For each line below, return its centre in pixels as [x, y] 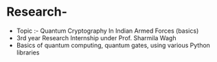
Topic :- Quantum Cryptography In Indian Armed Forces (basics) [107, 31]
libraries [28, 52]
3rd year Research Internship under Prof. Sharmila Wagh [96, 37]
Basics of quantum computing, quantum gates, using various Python [113, 45]
